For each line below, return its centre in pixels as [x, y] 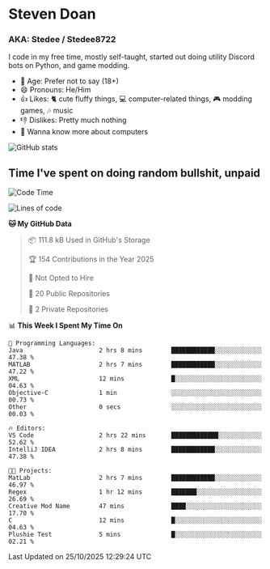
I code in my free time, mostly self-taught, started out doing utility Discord [131, 57]
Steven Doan [52, 14]
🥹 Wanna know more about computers [84, 132]
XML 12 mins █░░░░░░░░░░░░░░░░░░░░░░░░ [135, 379]
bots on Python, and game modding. [69, 66]
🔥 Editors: [27, 429]
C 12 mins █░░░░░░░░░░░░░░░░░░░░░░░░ [135, 520]
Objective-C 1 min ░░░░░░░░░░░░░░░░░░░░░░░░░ [135, 393]
